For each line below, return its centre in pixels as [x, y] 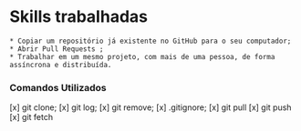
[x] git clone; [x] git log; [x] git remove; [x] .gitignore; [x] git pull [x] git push [150, 107]
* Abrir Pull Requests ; [57, 49]
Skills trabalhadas [79, 17]
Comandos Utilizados [58, 87]
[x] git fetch [31, 117]
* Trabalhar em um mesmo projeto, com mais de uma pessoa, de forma [142, 56]
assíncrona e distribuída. [61, 65]
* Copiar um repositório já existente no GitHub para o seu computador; [150, 41]
